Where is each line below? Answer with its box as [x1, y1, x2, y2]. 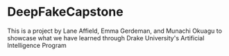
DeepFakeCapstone [7, 4, 124, 20]
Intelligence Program [7, 41, 67, 49]
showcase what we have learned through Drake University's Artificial [7, 33, 205, 42]
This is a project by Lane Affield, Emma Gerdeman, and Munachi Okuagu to [7, 27, 222, 35]
